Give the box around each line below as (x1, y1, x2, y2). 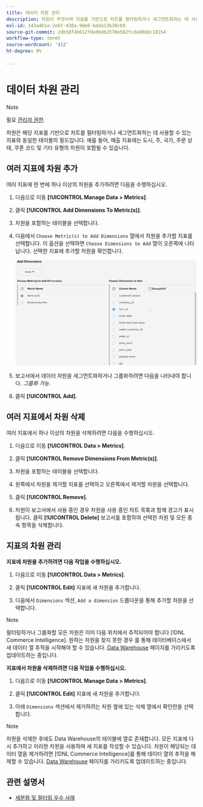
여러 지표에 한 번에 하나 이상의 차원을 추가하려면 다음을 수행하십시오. (6, 180, 167, 188)
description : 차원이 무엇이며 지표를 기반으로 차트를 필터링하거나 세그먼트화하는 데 (6, 16, 189, 22)
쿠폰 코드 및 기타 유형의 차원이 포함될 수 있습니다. (14, 144, 130, 151)
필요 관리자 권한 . (6, 116, 45, 123)
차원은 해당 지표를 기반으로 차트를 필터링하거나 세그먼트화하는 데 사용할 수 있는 (6, 129, 192, 136)
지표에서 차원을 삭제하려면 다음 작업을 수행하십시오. (6, 664, 127, 671)
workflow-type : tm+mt (6, 35, 61, 42)
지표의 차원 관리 (6, 541, 62, 551)
